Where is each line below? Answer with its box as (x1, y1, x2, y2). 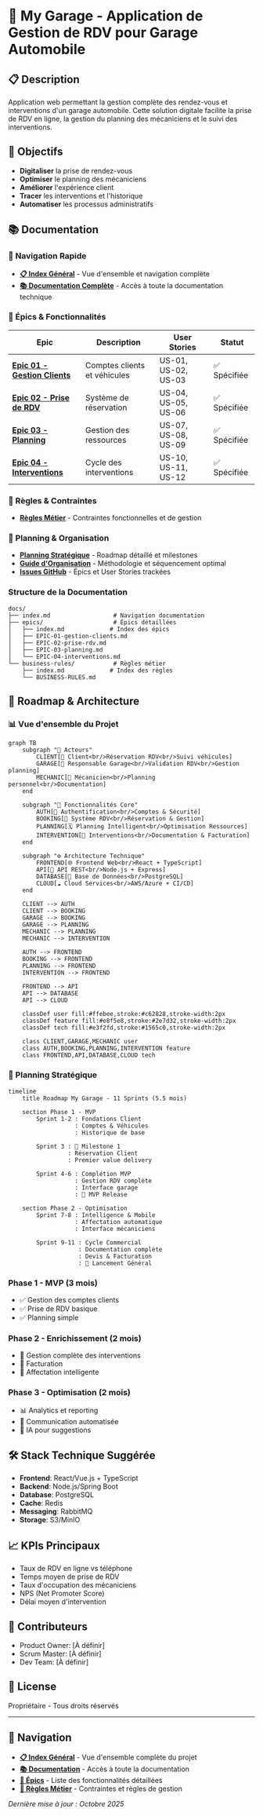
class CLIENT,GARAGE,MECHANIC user (22, 1038, 139, 1046)
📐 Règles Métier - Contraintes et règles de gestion (19, 1784, 182, 1793)
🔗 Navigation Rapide (8, 250, 87, 261)
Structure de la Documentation (8, 586, 128, 597)
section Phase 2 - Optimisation (22, 1204, 128, 1212)
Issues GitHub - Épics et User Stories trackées (19, 567, 171, 576)
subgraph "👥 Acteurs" (22, 746, 92, 755)
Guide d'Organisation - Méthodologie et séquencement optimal (19, 559, 227, 568)
